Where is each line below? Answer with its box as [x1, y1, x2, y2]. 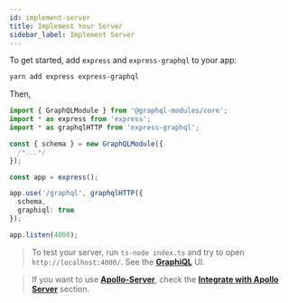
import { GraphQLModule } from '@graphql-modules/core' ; [9, 106, 228, 116]
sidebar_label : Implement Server [9, 30, 135, 39]
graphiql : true [17, 205, 75, 215]
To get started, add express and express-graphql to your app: [9, 55, 237, 66]
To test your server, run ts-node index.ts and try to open [31, 246, 246, 258]
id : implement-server [9, 13, 91, 23]
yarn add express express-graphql [9, 72, 140, 81]
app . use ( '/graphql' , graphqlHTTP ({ [9, 189, 144, 198]
